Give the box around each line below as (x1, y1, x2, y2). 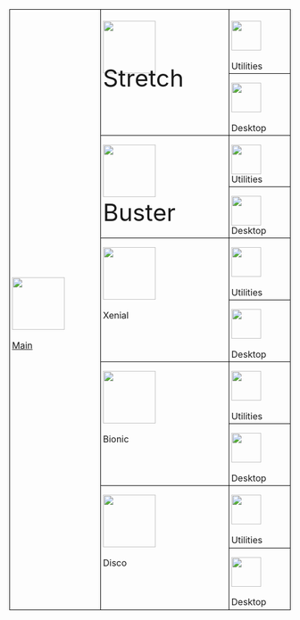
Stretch (102, 62, 185, 93)
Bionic (102, 433, 129, 445)
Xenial (102, 310, 129, 322)
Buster (102, 197, 176, 227)
